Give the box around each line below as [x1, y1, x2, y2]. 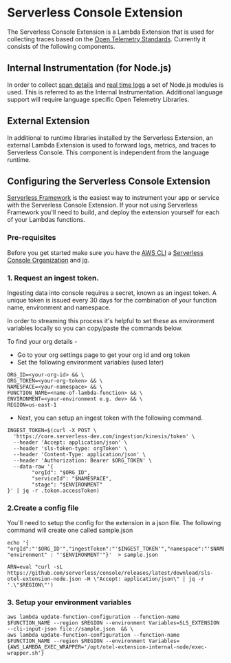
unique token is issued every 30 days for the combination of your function [7, 296, 217, 304]
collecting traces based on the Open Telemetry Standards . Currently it [7, 34, 206, 43]
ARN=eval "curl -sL [7, 564, 63, 571]
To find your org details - [7, 337, 78, 345]
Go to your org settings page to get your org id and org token [16, 350, 190, 359]
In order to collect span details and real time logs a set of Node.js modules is [7, 81, 224, 89]
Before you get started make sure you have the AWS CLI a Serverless [7, 248, 204, 256]
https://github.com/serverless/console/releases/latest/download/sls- [7, 570, 214, 577]
